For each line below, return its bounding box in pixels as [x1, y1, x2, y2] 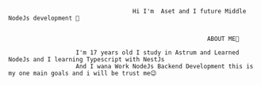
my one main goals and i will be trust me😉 [8, 69, 157, 77]
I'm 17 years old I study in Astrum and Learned [75, 49, 240, 57]
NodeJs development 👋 [8, 14, 80, 22]
